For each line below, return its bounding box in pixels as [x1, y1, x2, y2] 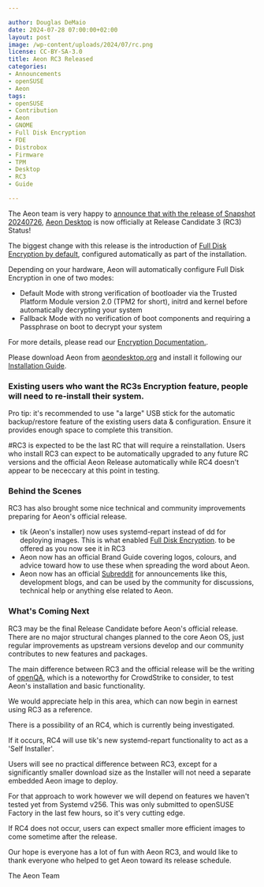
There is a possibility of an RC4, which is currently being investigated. [8, 720, 235, 730]
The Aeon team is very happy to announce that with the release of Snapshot [8, 209, 256, 218]
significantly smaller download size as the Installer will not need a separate [8, 768, 251, 777]
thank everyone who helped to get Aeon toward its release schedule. [8, 855, 232, 865]
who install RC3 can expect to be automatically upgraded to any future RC [8, 449, 249, 459]
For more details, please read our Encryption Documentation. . [8, 337, 209, 346]
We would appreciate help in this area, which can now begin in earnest [8, 696, 238, 706]
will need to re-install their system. [8, 391, 144, 402]
